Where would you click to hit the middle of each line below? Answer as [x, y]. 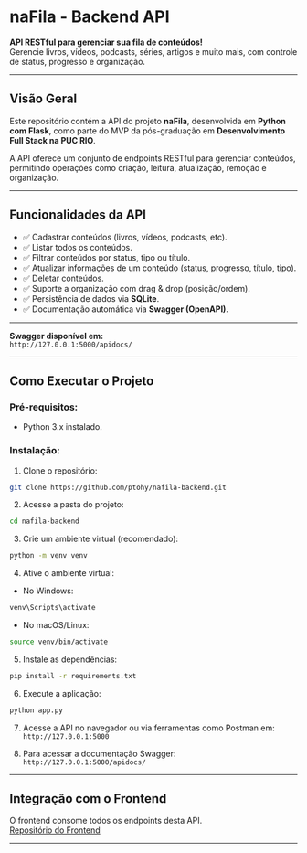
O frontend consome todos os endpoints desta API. [106, 821]
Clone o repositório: [60, 470]
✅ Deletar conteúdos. [64, 278]
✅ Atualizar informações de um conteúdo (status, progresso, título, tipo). [159, 268]
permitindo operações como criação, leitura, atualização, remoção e [138, 167]
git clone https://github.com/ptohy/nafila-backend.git [118, 487]
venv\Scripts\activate [53, 608]
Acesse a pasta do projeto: [74, 505]
